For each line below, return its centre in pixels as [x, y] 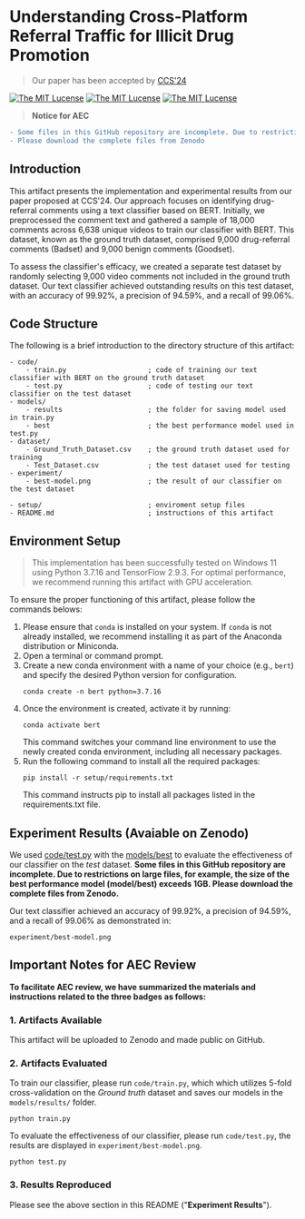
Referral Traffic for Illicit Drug [122, 36]
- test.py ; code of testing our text [140, 386]
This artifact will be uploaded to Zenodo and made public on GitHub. [138, 1040]
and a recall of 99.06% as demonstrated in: [90, 920]
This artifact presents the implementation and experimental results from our [151, 191]
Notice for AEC [60, 115]
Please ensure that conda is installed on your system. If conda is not [147, 627]
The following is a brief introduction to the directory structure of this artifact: [152, 346]
